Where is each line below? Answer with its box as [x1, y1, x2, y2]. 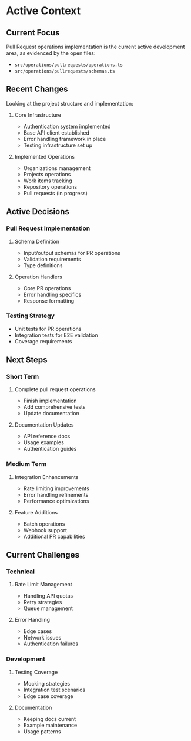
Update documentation [23, 410, 79, 417]
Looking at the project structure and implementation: [6, 100, 133, 107]
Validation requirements [23, 255, 81, 263]
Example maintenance [23, 722, 78, 729]
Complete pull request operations [14, 386, 96, 393]
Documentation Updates [14, 421, 74, 428]
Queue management [23, 605, 73, 612]
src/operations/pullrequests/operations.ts [14, 62, 123, 68]
